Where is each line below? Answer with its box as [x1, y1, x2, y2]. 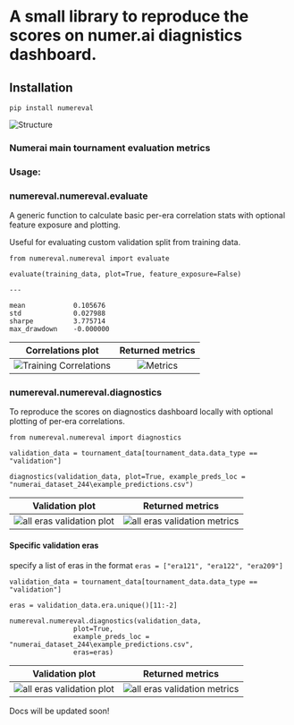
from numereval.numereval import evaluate [9, 254, 170, 263]
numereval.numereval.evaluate [9, 190, 148, 202]
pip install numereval [9, 104, 94, 113]
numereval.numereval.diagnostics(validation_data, [9, 616, 202, 626]
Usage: [9, 166, 42, 178]
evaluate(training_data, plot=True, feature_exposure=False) [9, 270, 242, 279]
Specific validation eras [9, 540, 99, 551]
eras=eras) [72, 647, 114, 657]
